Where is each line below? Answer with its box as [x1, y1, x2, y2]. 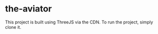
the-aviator [5, 3, 52, 14]
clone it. [5, 24, 22, 30]
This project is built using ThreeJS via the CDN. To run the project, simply [5, 19, 153, 25]
